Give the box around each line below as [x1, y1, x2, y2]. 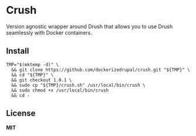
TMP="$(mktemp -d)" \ [6, 62, 59, 67]
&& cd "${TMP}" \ [11, 72, 54, 78]
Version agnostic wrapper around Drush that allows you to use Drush [6, 23, 173, 30]
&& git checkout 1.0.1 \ [11, 77, 72, 83]
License [6, 108, 36, 118]
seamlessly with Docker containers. [6, 29, 92, 36]
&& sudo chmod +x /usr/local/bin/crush [11, 87, 109, 93]
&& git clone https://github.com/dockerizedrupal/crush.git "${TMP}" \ [11, 67, 191, 73]
